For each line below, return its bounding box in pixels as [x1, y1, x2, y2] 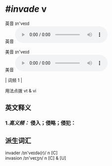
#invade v [5, 3, 47, 15]
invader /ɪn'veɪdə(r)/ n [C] [5, 150, 58, 156]
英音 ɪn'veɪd [5, 20, 30, 26]
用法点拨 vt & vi [5, 87, 37, 93]
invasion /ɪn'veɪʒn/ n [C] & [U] [5, 155, 67, 161]
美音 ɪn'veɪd [5, 48, 30, 55]
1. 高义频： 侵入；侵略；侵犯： [5, 120, 76, 126]
